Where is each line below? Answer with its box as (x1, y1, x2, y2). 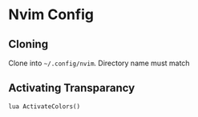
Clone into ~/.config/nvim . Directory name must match (8, 58, 190, 68)
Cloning (8, 37, 49, 51)
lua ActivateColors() (8, 102, 81, 111)
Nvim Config (8, 6, 95, 24)
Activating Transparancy (8, 81, 135, 95)
